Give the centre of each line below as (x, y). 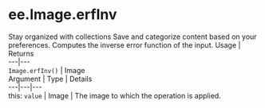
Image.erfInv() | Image (47, 70)
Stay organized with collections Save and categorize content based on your (132, 37)
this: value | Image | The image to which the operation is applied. (115, 95)
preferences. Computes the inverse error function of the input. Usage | (125, 44)
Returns (21, 53)
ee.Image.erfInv (63, 15)
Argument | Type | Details (50, 79)
